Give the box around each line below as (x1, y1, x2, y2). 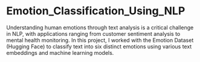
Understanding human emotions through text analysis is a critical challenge (6, 24, 194, 31)
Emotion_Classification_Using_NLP (6, 4, 185, 18)
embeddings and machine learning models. (6, 49, 114, 56)
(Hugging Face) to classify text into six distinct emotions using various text (6, 43, 192, 50)
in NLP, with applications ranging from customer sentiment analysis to (6, 30, 181, 37)
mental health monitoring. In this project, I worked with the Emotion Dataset (6, 36, 194, 44)
